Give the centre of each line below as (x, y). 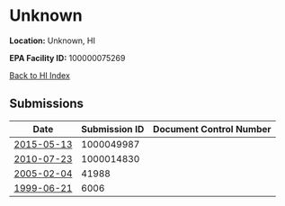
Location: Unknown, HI (53, 40)
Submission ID (112, 129)
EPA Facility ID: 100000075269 (67, 58)
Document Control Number (212, 129)
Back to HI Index (40, 75)
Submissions (46, 104)
